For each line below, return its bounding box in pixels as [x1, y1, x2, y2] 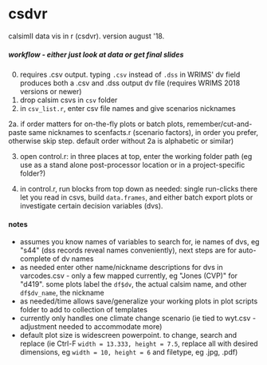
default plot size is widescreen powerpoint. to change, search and [19, 331, 238, 340]
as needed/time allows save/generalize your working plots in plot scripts [19, 296, 258, 306]
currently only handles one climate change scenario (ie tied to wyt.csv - [19, 313, 257, 323]
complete [19, 254, 52, 264]
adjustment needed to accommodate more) [19, 322, 163, 331]
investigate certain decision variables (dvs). [19, 200, 163, 210]
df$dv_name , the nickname [19, 288, 105, 298]
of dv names [53, 254, 94, 264]
